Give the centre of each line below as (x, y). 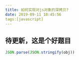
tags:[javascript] (24, 19)
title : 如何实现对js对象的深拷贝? (37, 10)
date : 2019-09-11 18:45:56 (33, 14)
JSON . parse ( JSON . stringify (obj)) (40, 52)
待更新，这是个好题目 (38, 40)
